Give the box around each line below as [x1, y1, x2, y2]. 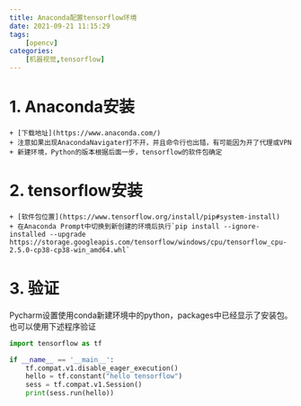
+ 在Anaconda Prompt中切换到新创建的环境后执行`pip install [9, 221, 220, 230]
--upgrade [49, 230, 87, 239]
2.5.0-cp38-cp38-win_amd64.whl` [9, 245, 130, 255]
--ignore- [223, 221, 261, 230]
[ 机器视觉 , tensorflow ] [25, 55, 105, 64]
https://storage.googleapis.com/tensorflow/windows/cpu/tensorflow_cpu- [9, 238, 288, 247]
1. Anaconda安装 [9, 96, 135, 117]
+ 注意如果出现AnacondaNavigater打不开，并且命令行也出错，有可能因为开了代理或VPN [9, 138, 292, 147]
